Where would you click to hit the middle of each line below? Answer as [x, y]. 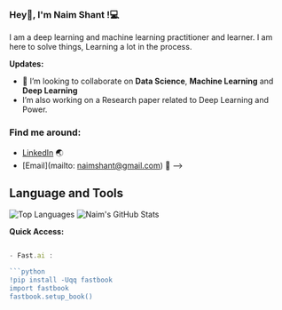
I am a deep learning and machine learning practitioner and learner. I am [141, 37]
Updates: [27, 64]
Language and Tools [67, 193]
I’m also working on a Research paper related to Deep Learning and [145, 100]
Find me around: [45, 132]
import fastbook [39, 289]
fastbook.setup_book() [51, 297]
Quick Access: [37, 232]
